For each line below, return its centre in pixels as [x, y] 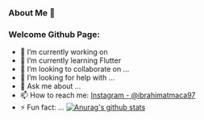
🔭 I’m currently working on [64, 52]
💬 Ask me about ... [50, 86]
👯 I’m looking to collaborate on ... [75, 69]
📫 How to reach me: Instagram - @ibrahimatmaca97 [108, 95]
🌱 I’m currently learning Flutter [71, 60]
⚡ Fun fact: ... [42, 107]
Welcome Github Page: [54, 34]
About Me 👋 [32, 13]
